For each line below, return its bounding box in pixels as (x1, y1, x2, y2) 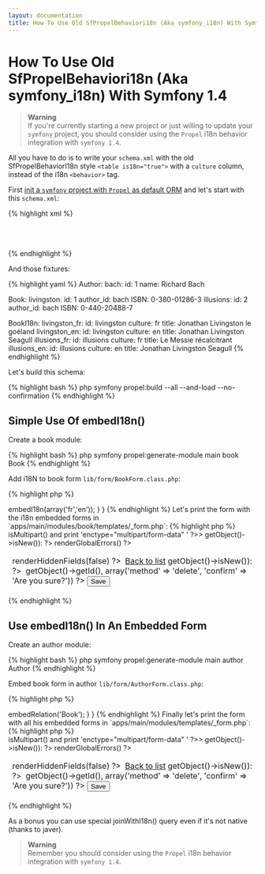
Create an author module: (8, 640, 91, 650)
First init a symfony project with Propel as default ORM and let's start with (8, 185, 244, 194)
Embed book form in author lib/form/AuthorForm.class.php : (8, 679, 203, 688)
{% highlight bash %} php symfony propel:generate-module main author (8, 655, 244, 665)
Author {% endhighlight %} (8, 664, 96, 673)
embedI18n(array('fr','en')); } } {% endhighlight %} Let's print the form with (8, 505, 251, 514)
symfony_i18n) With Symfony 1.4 (8, 86, 227, 104)
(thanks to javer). (8, 825, 64, 834)
